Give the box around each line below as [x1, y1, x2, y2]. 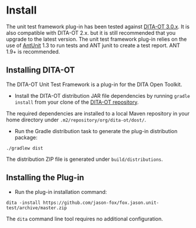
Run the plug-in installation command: [14, 188, 107, 195]
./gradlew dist [6, 145, 44, 151]
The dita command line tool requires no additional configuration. [6, 215, 163, 222]
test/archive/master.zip [6, 204, 67, 211]
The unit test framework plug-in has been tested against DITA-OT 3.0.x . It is [6, 23, 190, 30]
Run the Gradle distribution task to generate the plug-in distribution [14, 127, 178, 134]
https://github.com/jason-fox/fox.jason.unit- [43, 200, 160, 206]
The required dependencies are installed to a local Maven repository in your [6, 110, 190, 117]
